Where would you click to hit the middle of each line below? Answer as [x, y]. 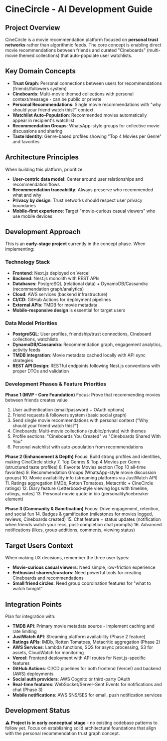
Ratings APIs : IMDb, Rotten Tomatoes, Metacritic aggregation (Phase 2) [86, 642]
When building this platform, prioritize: [44, 169]
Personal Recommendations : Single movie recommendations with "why [86, 104]
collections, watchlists [35, 339]
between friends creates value [37, 400]
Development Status [38, 711]
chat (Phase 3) [27, 690]
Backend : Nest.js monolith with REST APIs [56, 278]
